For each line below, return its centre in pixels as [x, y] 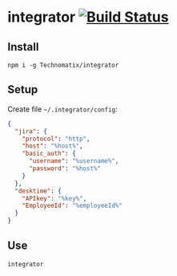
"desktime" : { [38, 191]
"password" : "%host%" [65, 168]
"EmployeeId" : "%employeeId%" [72, 206]
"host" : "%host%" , [52, 146]
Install [23, 47]
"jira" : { [31, 131]
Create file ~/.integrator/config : [62, 109]
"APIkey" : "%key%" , [54, 198]
